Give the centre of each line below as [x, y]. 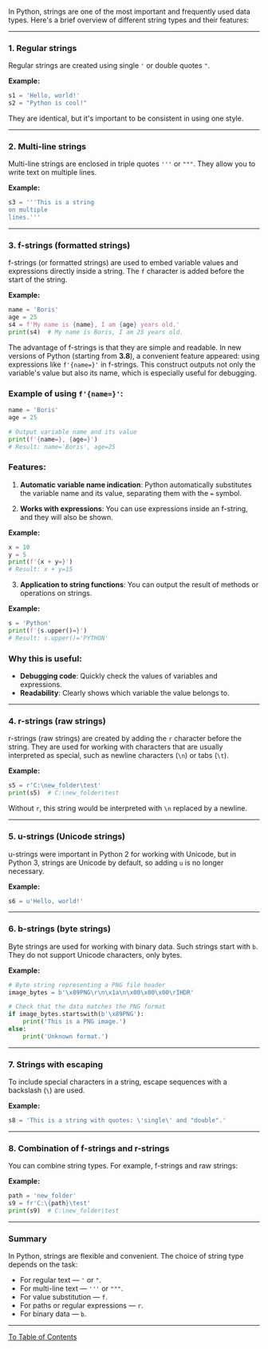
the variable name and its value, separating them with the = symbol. [130, 493]
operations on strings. [56, 593]
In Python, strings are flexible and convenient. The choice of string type [126, 1256]
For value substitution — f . [63, 1297]
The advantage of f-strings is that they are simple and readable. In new [125, 347]
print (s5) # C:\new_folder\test [64, 793]
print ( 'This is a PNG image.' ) [75, 1022]
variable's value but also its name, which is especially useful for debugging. [132, 373]
